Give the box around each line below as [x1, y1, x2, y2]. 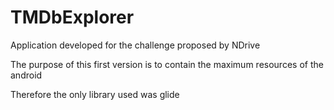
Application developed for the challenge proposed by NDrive [10, 39, 261, 51]
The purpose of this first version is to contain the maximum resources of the [10, 58, 324, 70]
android [10, 69, 43, 81]
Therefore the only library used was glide [10, 88, 180, 100]
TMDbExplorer [10, 6, 135, 29]
